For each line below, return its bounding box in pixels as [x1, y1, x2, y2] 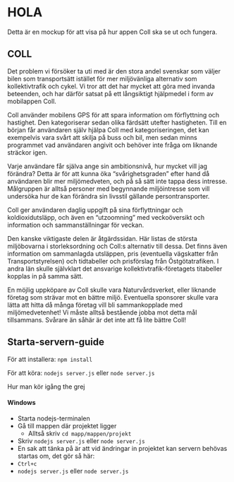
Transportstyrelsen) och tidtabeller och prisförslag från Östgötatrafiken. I [7, 257, 219, 265]
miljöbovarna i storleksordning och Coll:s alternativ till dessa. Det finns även [7, 242, 228, 250]
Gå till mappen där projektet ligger [17, 421, 117, 430]
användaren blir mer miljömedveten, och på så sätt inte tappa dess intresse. [7, 177, 228, 185]
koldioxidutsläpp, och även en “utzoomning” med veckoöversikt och [7, 213, 205, 221]
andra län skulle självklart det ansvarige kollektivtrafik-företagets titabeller [7, 264, 223, 273]
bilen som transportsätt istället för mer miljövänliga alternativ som [7, 74, 197, 83]
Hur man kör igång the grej [7, 382, 85, 391]
